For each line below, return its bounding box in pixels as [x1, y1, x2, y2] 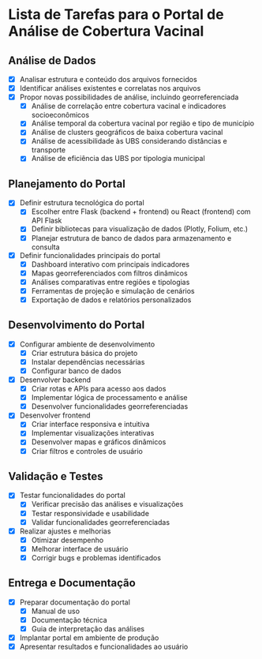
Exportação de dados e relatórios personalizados [31, 294, 192, 305]
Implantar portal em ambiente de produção [19, 633, 159, 642]
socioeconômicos [31, 110, 89, 120]
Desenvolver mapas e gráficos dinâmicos [31, 437, 167, 447]
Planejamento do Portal [8, 177, 126, 190]
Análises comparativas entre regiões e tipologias [31, 277, 190, 286]
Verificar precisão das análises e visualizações [31, 500, 184, 509]
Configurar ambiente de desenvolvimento [19, 339, 155, 349]
